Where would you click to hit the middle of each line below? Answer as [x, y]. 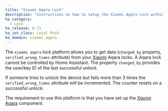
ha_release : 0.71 [23, 28]
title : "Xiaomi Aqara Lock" [34, 10]
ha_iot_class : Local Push [32, 33]
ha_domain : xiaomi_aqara [31, 38]
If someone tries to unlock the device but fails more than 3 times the [75, 77]
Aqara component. [24, 103]
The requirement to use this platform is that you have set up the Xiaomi [78, 97]
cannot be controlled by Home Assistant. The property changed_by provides [83, 62]
